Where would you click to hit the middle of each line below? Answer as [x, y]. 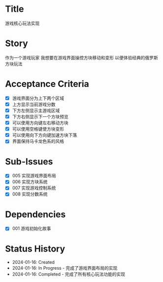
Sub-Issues [29, 161]
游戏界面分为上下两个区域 [38, 98]
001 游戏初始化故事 [32, 228]
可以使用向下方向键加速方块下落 [44, 135]
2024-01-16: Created [33, 262]
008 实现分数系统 [30, 194]
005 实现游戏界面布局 [34, 176]
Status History [35, 249]
